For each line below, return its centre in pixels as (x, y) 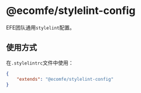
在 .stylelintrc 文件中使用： (40, 63)
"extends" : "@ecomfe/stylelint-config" (65, 79)
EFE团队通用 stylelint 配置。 (40, 27)
